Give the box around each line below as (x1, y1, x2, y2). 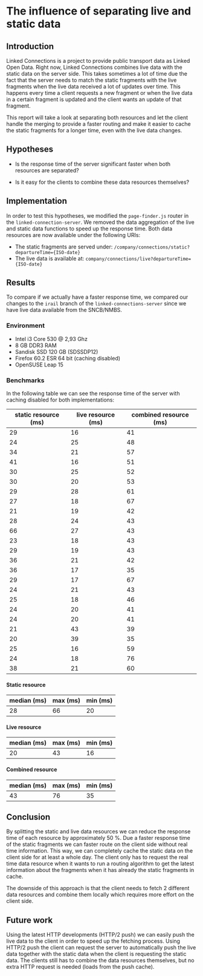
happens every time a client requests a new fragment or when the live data (6, 89, 193, 96)
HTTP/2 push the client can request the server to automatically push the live (6, 944, 196, 951)
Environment (6, 322, 45, 330)
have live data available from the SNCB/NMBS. (6, 307, 123, 314)
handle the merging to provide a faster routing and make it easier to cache (6, 120, 192, 128)
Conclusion (6, 812, 51, 822)
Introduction (6, 41, 54, 51)
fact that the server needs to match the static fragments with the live (6, 77, 177, 83)
